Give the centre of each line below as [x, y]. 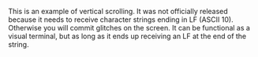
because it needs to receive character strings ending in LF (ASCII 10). [121, 20]
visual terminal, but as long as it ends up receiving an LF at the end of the [127, 36]
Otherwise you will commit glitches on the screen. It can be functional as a [129, 28]
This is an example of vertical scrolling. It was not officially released [118, 11]
